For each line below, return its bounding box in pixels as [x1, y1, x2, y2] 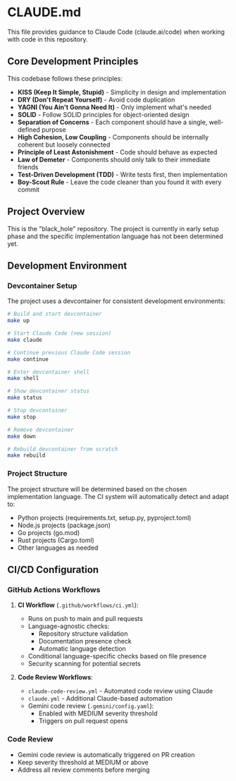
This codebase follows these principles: [7, 74, 123, 82]
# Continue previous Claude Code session [7, 349, 131, 356]
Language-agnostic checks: [27, 622, 110, 631]
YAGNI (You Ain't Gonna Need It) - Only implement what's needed [17, 103, 211, 111]
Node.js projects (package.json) [17, 521, 111, 529]
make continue [7, 355, 49, 363]
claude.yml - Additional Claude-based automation [27, 694, 173, 703]
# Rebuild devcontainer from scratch [7, 445, 118, 453]
